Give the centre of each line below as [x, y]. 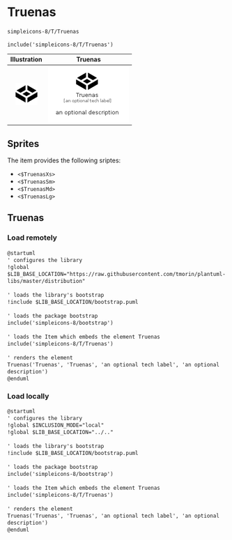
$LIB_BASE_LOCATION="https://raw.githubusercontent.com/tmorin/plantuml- [117, 274]
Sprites [23, 144]
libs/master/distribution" [46, 281]
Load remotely [32, 238]
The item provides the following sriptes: [64, 160]
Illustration [26, 59]
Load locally [28, 396]
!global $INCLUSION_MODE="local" [56, 425]
